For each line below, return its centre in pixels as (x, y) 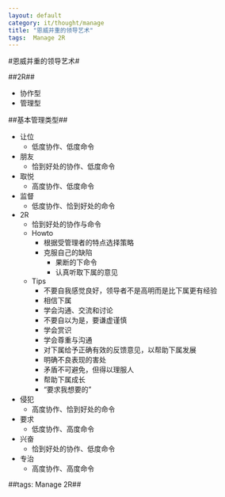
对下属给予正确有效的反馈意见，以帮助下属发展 (120, 350)
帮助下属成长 (64, 380)
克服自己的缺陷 (68, 252)
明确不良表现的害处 (75, 360)
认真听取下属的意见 (87, 272)
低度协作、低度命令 (63, 146)
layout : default (35, 15)
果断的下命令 (76, 263)
